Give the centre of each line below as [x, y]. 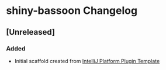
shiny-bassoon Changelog [72, 11]
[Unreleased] [31, 32]
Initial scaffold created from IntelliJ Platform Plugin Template [87, 61]
